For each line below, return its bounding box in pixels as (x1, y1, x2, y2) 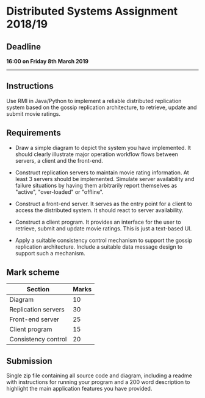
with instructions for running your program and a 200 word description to (6, 378, 190, 386)
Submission (6, 355, 53, 366)
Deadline (6, 41, 41, 52)
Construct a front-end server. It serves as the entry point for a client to (15, 200, 193, 207)
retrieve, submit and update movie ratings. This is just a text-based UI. (15, 224, 192, 232)
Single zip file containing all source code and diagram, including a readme (6, 372, 192, 379)
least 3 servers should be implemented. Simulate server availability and (15, 175, 195, 182)
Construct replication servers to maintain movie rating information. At (15, 169, 189, 176)
